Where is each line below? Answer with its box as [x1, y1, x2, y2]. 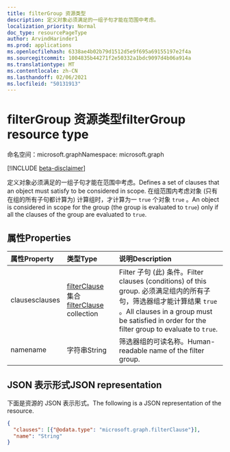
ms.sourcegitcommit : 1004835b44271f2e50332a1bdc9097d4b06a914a [7, 55, 192, 62]
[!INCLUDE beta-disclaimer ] [7, 164, 86, 172]
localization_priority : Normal [7, 23, 97, 29]
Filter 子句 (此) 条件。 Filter [118, 267, 204, 276]
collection [66, 309, 99, 318]
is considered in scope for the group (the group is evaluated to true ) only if [7, 203, 219, 211]
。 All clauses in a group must [118, 307, 213, 316]
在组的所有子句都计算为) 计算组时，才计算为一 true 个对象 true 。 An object [7, 195, 220, 204]
